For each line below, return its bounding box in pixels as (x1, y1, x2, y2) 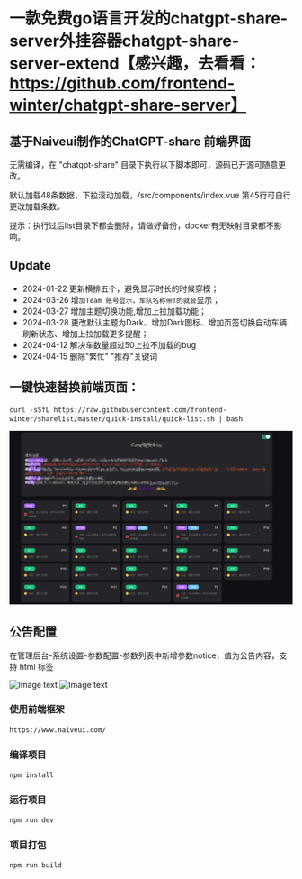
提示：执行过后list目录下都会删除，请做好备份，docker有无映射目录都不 (9, 220, 274, 231)
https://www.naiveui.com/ (9, 725, 106, 735)
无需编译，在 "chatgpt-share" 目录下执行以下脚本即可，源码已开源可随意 (9, 160, 279, 169)
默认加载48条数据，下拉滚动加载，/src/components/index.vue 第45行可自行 (9, 190, 291, 200)
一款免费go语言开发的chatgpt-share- (9, 8, 289, 29)
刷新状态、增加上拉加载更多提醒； (22, 328, 149, 339)
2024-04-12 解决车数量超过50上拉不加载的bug (22, 339, 197, 350)
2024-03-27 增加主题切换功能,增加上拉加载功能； (22, 306, 207, 316)
